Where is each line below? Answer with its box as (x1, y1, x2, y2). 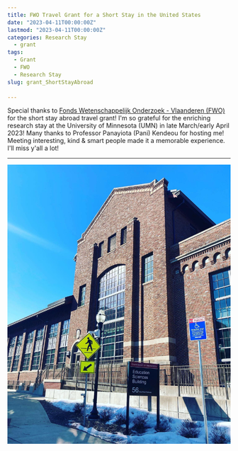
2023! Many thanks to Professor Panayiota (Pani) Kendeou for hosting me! (7, 129, 225, 137)
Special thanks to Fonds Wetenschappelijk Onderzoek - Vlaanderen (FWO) (7, 106, 225, 115)
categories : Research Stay (7, 34, 87, 41)
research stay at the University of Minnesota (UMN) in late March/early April (7, 121, 230, 130)
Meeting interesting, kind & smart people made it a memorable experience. (7, 137, 225, 145)
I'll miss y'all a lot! (7, 144, 59, 152)
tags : (7, 49, 23, 56)
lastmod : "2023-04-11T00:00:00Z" (7, 26, 106, 33)
